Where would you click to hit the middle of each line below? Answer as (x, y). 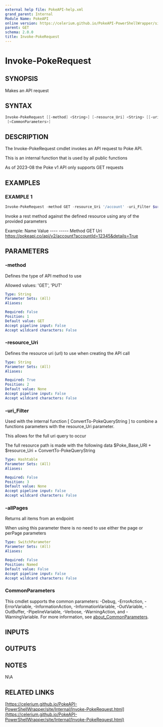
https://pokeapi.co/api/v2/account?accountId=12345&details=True (72, 236)
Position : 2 (17, 385)
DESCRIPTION (27, 137)
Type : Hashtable (21, 460)
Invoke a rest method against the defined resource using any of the (72, 216)
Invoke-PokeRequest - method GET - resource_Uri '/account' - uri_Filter (78, 207)
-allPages (16, 508)
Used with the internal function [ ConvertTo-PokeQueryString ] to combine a (81, 421)
